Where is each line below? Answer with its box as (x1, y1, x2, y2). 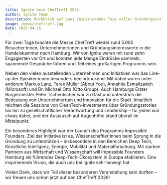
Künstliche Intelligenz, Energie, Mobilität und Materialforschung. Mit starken (5, 144, 161, 150)
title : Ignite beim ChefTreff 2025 (5, 7, 79, 12)
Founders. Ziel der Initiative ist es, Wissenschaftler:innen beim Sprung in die (5, 133, 161, 139)
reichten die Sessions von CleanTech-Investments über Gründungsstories (5, 102, 157, 108)
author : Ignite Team (5, 12, 48, 17)
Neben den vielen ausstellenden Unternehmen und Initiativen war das (5, 70, 149, 76)
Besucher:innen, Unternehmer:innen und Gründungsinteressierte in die (5, 45, 151, 51)
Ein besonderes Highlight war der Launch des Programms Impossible (5, 128, 148, 134)
